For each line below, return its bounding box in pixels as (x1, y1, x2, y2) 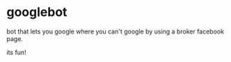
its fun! (6, 48, 26, 56)
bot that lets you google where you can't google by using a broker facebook (6, 27, 224, 36)
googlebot (6, 4, 67, 20)
